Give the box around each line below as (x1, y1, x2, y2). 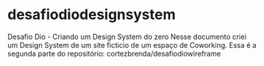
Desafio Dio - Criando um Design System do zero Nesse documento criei (7, 32, 247, 41)
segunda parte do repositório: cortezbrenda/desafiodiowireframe (7, 49, 221, 58)
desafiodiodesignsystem (7, 6, 176, 24)
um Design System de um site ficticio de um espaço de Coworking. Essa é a (7, 40, 257, 49)
